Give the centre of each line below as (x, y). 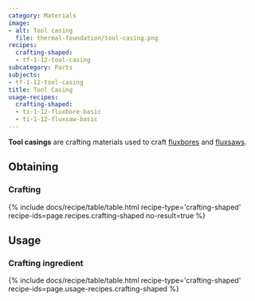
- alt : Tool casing (41, 30)
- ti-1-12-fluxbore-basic (59, 112)
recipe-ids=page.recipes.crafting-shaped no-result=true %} (107, 215)
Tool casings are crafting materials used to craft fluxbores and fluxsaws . (127, 142)
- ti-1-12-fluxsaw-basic (57, 119)
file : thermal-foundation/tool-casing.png (87, 38)
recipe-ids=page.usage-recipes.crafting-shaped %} (94, 289)
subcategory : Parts (41, 68)
